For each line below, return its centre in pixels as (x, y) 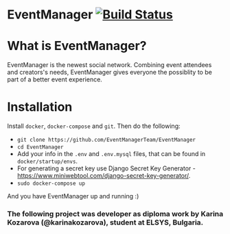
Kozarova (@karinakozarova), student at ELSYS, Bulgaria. (105, 222)
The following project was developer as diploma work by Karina (115, 213)
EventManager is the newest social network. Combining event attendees (110, 65)
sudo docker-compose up (51, 184)
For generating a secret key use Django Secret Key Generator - (106, 168)
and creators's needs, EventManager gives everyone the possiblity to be (110, 73)
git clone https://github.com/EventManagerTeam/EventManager (106, 140)
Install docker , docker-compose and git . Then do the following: (94, 126)
